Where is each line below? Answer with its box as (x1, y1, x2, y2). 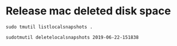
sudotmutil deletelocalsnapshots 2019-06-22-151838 (5, 34, 139, 40)
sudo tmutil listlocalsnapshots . (5, 24, 93, 30)
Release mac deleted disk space (5, 4, 171, 18)
